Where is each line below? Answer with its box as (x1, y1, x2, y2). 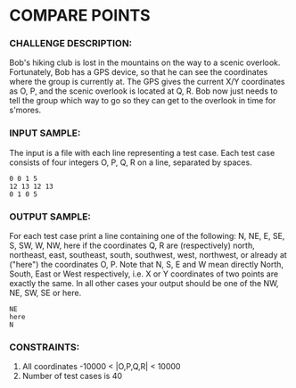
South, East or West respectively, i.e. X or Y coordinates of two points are (9, 268, 279, 279)
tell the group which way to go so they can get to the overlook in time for (9, 95, 276, 106)
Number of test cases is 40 (21, 371, 123, 382)
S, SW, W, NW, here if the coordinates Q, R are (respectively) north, (9, 240, 256, 251)
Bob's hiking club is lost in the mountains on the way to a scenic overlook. (9, 57, 281, 68)
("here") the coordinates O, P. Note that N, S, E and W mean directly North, (9, 260, 284, 270)
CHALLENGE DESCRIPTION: (9, 37, 133, 50)
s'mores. (9, 104, 42, 116)
